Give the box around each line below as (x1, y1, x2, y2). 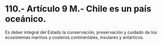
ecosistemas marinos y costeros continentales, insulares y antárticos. (5, 34, 145, 40)
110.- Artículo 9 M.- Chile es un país (5, 3, 151, 14)
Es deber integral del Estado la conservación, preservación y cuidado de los (5, 29, 157, 35)
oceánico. (5, 13, 46, 24)
